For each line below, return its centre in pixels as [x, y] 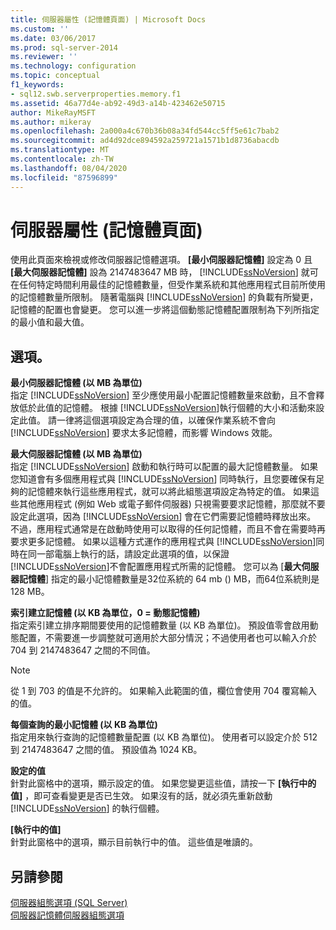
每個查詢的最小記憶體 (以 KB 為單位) [84, 725]
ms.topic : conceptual [55, 76]
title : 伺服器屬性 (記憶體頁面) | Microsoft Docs [108, 19]
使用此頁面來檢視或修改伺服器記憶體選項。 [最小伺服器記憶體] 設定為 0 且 [161, 260]
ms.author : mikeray [51, 122]
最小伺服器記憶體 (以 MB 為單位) [76, 383]
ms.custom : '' [40, 29]
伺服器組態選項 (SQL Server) [69, 903]
